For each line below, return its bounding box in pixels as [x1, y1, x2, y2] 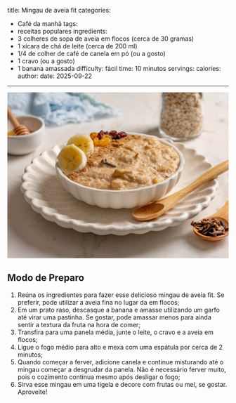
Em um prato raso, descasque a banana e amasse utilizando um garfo [17, 305, 220, 314]
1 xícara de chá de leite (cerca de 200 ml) [17, 42, 138, 50]
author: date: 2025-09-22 [17, 72, 93, 80]
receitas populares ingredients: [17, 27, 107, 35]
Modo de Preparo [7, 272, 84, 284]
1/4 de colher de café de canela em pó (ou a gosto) [17, 49, 166, 58]
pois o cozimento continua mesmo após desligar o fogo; [17, 372, 181, 381]
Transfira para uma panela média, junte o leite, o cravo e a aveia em [17, 328, 214, 336]
